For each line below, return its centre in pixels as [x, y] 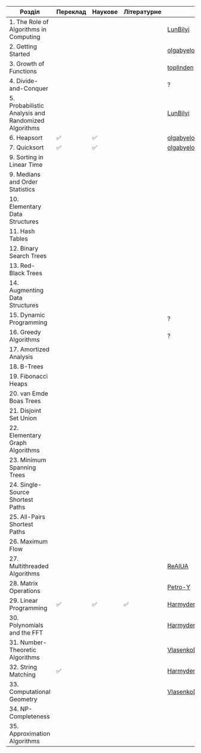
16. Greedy [25, 332]
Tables [19, 239]
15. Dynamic [27, 315]
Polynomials [26, 625]
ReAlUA [178, 566]
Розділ [30, 12]
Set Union [23, 418]
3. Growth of [27, 64]
